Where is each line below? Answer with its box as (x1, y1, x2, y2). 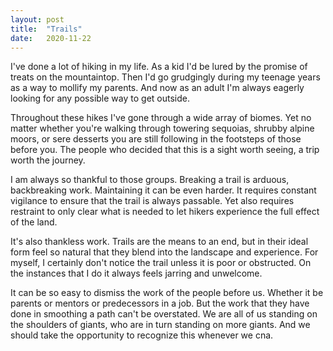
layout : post (10, 14, 65, 25)
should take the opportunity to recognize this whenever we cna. (10, 329, 274, 341)
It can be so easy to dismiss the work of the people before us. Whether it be (10, 287, 324, 299)
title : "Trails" (10, 24, 83, 34)
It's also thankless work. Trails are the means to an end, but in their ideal (10, 236, 309, 248)
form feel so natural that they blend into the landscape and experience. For (10, 246, 319, 258)
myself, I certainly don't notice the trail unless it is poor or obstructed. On (10, 257, 312, 269)
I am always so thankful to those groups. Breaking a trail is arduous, (10, 174, 290, 186)
